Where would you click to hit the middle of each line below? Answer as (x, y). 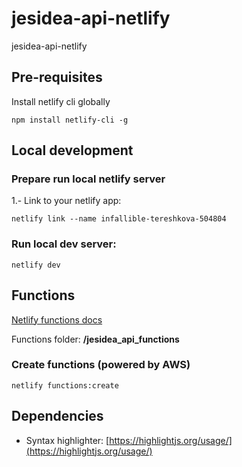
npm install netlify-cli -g (70, 120)
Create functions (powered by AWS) (101, 365)
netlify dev (36, 265)
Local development (72, 150)
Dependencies (57, 416)
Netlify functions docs (57, 319)
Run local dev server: (64, 244)
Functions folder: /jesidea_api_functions (95, 339)
